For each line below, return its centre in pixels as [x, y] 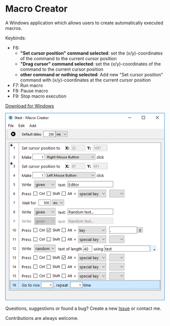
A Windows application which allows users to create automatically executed [84, 23]
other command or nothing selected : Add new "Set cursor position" [92, 74]
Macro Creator [36, 9]
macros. [14, 28]
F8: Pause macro [30, 90]
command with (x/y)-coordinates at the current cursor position [85, 80]
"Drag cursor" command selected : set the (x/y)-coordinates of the [90, 64]
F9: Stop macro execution [39, 96]
